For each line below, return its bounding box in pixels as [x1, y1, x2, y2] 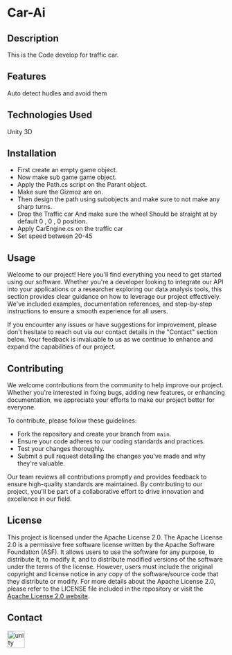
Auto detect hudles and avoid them [7, 89, 107, 98]
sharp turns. [17, 203, 53, 211]
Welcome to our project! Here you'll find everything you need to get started [7, 270, 222, 279]
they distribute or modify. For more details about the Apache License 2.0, [7, 577, 216, 585]
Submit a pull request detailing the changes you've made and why [17, 452, 206, 461]
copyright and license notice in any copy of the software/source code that [7, 569, 219, 578]
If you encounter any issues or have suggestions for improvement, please [7, 320, 217, 329]
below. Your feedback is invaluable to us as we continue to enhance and [7, 335, 213, 344]
